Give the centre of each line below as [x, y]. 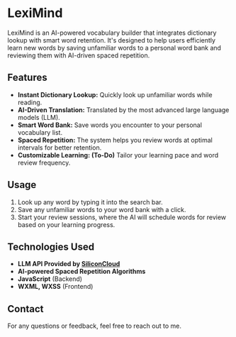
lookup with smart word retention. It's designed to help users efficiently [112, 40]
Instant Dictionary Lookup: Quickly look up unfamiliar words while [115, 94]
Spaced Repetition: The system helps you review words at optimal [115, 140]
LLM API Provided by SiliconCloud [69, 264]
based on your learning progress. [66, 224]
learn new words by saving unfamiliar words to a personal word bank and [114, 48]
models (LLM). [39, 117]
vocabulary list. [40, 132]
